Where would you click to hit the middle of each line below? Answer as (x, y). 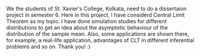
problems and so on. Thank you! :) (49, 46)
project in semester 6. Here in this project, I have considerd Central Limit (96, 15)
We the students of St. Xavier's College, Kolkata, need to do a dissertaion (96, 9)
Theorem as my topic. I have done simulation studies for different (87, 21)
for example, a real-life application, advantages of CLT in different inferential (100, 40)
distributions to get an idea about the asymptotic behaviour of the (87, 27)
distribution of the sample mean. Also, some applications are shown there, (98, 34)
